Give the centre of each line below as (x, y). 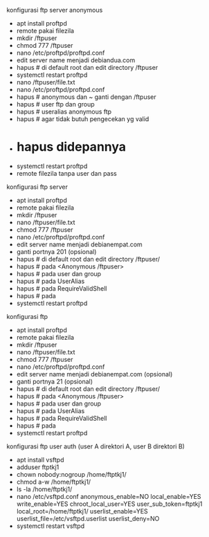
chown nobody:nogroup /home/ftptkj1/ (71, 474)
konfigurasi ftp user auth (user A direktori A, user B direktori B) (96, 446)
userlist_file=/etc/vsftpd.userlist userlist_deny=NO (88, 518)
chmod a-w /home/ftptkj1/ (54, 482)
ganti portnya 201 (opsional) (56, 251)
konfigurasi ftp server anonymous (55, 10)
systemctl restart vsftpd (51, 526)
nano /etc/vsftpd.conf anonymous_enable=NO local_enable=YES (109, 496)
